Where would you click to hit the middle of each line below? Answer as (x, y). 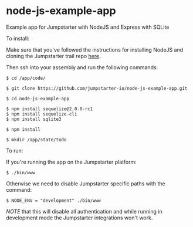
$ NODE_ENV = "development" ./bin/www (53, 201)
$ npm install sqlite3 (34, 119)
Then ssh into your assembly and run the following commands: (82, 67)
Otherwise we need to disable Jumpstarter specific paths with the (86, 184)
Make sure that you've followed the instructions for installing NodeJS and (95, 50)
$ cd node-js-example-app (38, 99)
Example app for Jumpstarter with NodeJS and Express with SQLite (88, 27)
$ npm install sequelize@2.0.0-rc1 (50, 109)
